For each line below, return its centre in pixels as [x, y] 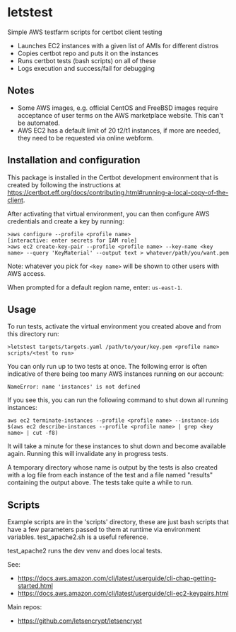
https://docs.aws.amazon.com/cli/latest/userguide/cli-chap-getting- [117, 578]
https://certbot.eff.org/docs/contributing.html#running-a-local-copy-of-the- [118, 192]
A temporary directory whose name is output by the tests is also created [112, 467]
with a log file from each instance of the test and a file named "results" [110, 475]
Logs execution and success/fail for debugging [86, 68]
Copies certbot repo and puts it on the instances [88, 53]
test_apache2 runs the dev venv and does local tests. [85, 551]
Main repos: [25, 607]
